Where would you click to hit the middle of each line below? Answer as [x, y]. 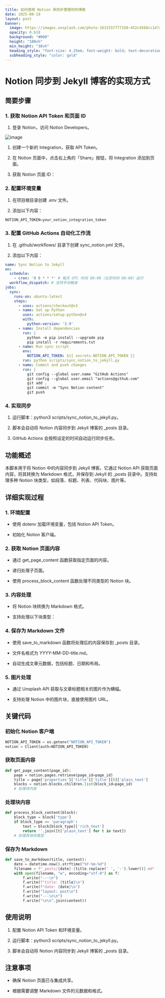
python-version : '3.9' [50, 324]
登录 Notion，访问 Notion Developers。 [52, 128]
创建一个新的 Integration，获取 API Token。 [56, 147]
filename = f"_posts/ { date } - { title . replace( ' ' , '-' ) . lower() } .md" [84, 869]
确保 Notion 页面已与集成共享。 [44, 980]
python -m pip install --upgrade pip [66, 337]
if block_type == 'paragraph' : [46, 822]
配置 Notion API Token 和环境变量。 [48, 930]
